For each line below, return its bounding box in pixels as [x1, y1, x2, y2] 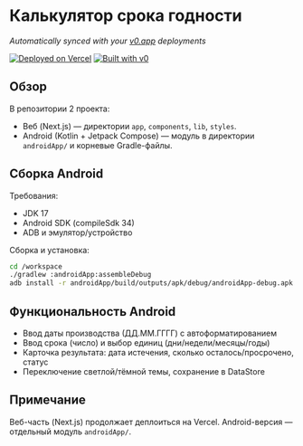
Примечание [9, 393, 86, 408]
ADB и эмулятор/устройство [22, 227, 133, 238]
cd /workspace [9, 261, 63, 271]
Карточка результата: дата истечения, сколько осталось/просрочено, [22, 347, 294, 357]
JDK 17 [22, 207, 49, 218]
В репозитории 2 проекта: [9, 103, 110, 114]
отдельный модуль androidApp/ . [9, 426, 132, 437]
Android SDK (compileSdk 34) [22, 217, 136, 228]
